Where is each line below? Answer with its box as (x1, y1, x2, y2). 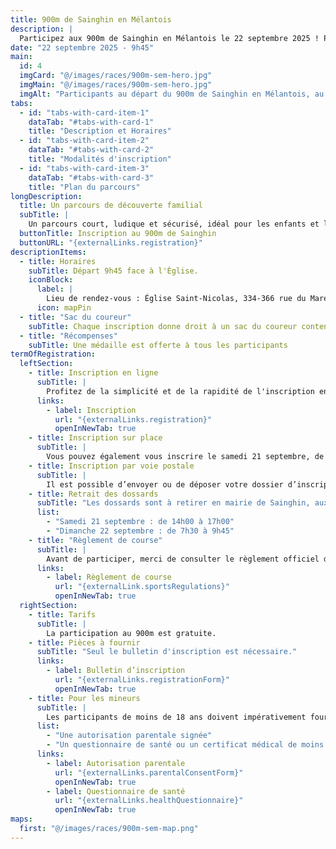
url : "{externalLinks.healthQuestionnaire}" (54, 796, 244, 806)
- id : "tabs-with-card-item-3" (19, 163, 150, 173)
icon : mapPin (36, 303, 92, 313)
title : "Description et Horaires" (28, 126, 172, 136)
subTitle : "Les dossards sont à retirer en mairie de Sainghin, (36, 498, 311, 508)
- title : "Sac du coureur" (19, 312, 132, 322)
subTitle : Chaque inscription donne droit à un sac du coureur (28, 321, 298, 331)
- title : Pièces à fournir (28, 637, 141, 648)
